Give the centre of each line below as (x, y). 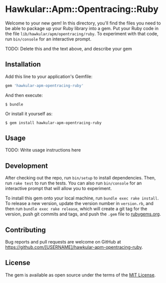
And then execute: (24, 95)
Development (27, 166)
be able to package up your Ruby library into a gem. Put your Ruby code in (82, 28)
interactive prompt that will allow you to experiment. (58, 188)
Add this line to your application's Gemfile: (49, 76)
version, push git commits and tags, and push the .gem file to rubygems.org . (83, 214)
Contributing (25, 230)
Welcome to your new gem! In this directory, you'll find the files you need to (83, 23)
